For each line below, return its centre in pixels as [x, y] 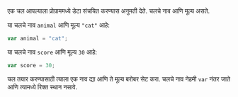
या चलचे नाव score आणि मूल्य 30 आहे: [52, 52]
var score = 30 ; [31, 65]
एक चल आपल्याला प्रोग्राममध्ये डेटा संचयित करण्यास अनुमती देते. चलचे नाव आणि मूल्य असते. [109, 11]
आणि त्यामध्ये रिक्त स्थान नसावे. [42, 87]
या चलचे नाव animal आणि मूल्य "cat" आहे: [58, 25]
